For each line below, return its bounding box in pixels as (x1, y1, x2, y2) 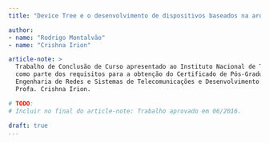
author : (8, 26, 34, 34)
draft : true (8, 121, 48, 129)
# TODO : (8, 99, 34, 108)
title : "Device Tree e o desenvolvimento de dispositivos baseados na (8, 11, 249, 20)
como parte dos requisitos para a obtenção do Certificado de (15, 70, 227, 78)
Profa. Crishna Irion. (15, 85, 91, 93)
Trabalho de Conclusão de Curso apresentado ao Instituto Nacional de (15, 63, 256, 71)
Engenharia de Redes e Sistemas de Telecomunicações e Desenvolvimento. (15, 77, 263, 85)
